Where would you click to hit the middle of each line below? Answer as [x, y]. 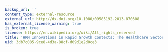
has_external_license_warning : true [43, 24]
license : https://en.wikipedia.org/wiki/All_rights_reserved [70, 33]
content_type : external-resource [40, 14]
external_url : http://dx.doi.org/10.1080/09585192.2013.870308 [72, 19]
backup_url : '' [21, 10]
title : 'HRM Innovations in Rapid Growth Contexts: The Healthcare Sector [85, 38]
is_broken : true [22, 28]
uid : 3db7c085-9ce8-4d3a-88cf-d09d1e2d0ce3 [51, 42]
